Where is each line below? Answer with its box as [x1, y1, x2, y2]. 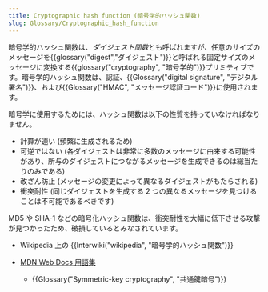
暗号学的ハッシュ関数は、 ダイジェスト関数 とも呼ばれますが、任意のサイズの [8, 42, 261, 52]
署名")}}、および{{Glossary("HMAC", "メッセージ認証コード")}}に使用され [8, 82, 251, 92]
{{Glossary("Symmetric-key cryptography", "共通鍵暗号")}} [31, 274, 227, 284]
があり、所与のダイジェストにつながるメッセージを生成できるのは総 [19, 156, 244, 166]
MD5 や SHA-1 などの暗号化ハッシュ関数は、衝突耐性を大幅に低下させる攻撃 [8, 213, 261, 222]
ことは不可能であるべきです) [19, 196, 114, 206]
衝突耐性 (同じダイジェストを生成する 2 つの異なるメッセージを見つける [19, 186, 258, 196]
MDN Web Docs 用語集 [19, 257, 96, 266]
